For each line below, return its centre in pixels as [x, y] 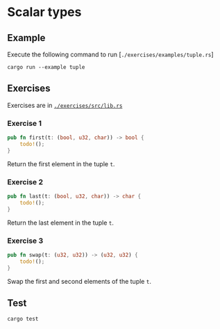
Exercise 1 [25, 123]
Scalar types [44, 12]
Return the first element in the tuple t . [61, 163]
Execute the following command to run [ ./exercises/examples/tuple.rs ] [110, 54]
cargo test [23, 319]
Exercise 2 [25, 182]
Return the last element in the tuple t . [61, 223]
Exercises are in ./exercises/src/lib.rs [65, 105]
